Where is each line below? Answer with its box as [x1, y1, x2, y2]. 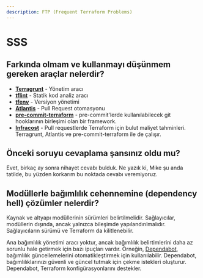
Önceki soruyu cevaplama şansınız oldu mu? [6, 148, 180, 159]
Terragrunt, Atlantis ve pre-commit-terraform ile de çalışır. [15, 130, 161, 138]
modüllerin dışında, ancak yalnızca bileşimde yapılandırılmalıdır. [6, 221, 166, 228]
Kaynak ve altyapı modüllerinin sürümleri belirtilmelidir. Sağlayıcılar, [6, 214, 175, 221]
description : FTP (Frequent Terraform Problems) [6, 9, 133, 15]
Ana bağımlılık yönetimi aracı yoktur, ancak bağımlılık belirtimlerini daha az [6, 239, 193, 246]
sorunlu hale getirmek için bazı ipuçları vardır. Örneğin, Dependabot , [6, 245, 179, 253]
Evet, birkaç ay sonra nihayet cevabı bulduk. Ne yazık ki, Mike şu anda [6, 164, 183, 171]
